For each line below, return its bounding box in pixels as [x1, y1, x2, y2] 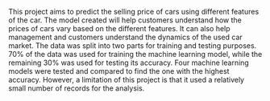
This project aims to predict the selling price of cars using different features [8, 7, 260, 16]
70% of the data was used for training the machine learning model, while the [8, 50, 263, 59]
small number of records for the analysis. [8, 83, 145, 93]
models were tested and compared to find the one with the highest [8, 67, 230, 75]
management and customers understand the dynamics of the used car [8, 32, 243, 42]
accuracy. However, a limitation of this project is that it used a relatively [8, 75, 244, 84]
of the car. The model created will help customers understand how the [8, 15, 242, 25]
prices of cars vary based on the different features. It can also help [8, 24, 231, 33]
